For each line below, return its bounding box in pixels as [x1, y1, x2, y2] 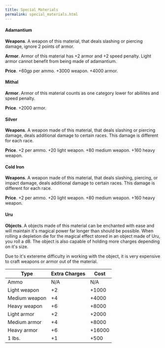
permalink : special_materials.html [5, 12, 78, 17]
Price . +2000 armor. [5, 105, 47, 111]
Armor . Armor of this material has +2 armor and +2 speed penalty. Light [5, 53, 152, 59]
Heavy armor [7, 327, 38, 334]
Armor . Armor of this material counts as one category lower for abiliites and [5, 90, 159, 96]
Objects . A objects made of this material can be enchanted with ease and [5, 222, 155, 228]
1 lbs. [7, 335, 21, 342]
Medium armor [7, 318, 42, 325]
